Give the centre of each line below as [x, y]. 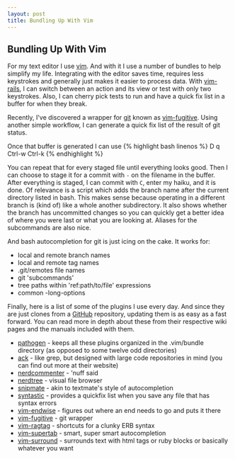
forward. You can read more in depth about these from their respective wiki [117, 322]
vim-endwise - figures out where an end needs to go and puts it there [119, 411]
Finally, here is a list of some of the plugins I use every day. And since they [116, 307]
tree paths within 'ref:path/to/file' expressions [84, 285]
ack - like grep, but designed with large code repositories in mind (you [120, 358]
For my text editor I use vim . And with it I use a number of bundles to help [114, 66]
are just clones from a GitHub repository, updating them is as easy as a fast [117, 314]
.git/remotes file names [51, 271]
